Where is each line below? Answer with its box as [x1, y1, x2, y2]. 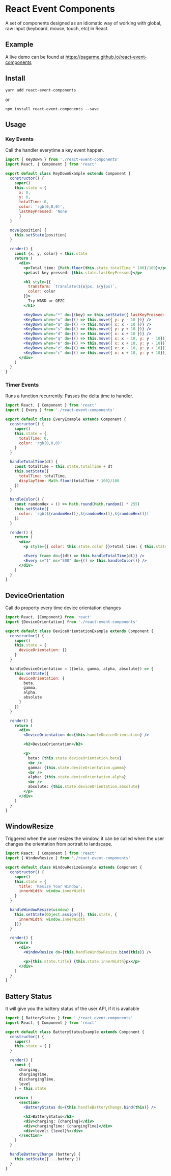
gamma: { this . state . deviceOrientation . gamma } [27, 765, 126, 770]
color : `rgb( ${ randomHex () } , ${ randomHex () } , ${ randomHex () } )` [18, 511, 152, 516]
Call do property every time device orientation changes [5, 605, 121, 611]
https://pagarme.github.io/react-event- [65, 54, 147, 60]
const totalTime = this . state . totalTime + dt [14, 464, 113, 469]
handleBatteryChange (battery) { [10, 1152, 81, 1157]
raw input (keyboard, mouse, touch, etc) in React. [5, 25, 109, 31]
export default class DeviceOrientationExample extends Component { [5, 629, 154, 634]
